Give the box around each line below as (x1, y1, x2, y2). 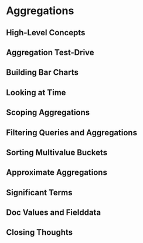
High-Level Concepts (6, 28, 86, 38)
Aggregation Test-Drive (6, 47, 95, 57)
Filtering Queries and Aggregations (6, 128, 138, 138)
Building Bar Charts (6, 68, 79, 78)
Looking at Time (6, 87, 66, 98)
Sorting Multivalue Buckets (6, 147, 107, 157)
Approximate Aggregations (6, 168, 107, 178)
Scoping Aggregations (6, 108, 90, 118)
